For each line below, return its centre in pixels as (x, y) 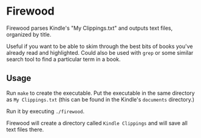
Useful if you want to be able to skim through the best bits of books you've (100, 46)
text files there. (25, 129)
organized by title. (29, 34)
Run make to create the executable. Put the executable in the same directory (101, 93)
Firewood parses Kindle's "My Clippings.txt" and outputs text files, (90, 28)
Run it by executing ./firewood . (46, 111)
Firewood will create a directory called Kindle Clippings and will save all (97, 123)
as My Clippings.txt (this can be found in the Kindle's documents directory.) (101, 99)
